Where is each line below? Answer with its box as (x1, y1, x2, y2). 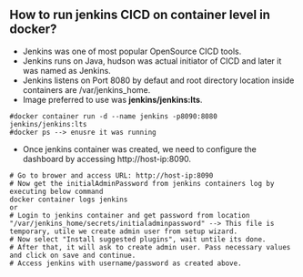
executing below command (9, 187, 104, 196)
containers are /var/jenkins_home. (22, 84, 151, 95)
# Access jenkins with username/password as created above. (9, 259, 243, 268)
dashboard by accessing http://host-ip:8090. (22, 153, 192, 164)
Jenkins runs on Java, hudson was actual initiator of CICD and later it (22, 55, 282, 67)
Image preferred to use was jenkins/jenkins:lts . (22, 94, 203, 105)
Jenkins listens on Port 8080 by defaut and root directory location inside (22, 75, 295, 86)
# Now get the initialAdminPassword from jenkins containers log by (9, 179, 275, 188)
